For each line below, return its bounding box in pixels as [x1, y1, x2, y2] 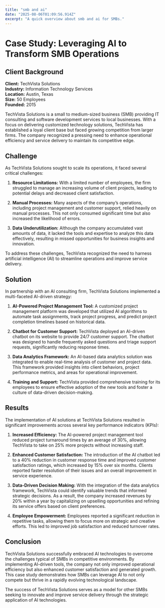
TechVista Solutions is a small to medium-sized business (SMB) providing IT [5, 112, 159, 117]
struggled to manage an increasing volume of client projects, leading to [12, 185, 157, 191]
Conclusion [5, 537, 41, 546]
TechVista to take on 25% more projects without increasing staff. [12, 442, 144, 448]
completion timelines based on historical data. [12, 319, 106, 325]
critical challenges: [5, 170, 43, 176]
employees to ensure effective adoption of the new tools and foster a [12, 384, 153, 390]
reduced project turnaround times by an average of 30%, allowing [12, 437, 146, 443]
